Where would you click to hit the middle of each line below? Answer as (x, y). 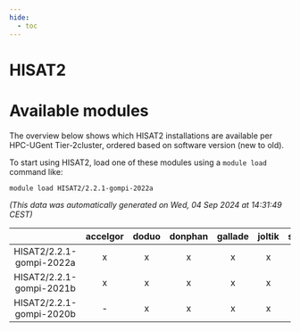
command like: (36, 171)
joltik (268, 236)
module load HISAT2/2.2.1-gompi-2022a (81, 188)
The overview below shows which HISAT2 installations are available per (141, 136)
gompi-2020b (45, 313)
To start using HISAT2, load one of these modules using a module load (138, 162)
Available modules (79, 110)
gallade (233, 236)
